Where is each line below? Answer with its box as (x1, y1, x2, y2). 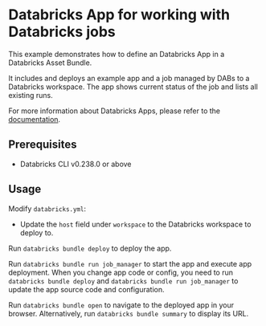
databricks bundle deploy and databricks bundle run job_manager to (8, 275, 239, 286)
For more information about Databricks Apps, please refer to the (8, 106, 221, 116)
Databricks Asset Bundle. (8, 58, 92, 67)
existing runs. (8, 90, 54, 100)
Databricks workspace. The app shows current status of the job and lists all (8, 82, 259, 92)
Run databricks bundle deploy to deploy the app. (8, 243, 172, 253)
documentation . (8, 114, 61, 124)
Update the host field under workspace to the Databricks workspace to (19, 219, 252, 229)
